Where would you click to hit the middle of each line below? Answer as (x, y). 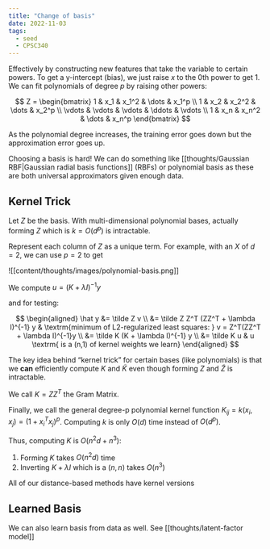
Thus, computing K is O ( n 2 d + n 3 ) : (65, 440)
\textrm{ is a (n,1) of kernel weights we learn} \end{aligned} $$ (135, 345)
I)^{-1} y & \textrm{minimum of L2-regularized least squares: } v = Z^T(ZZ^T (135, 327)
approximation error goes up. (57, 143)
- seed (27, 38)
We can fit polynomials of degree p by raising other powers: (108, 86)
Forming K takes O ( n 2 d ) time (67, 457)
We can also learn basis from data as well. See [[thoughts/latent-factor (126, 528)
